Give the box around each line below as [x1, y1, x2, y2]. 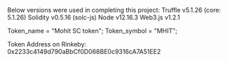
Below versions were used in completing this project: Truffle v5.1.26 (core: [7, 6, 221, 14]
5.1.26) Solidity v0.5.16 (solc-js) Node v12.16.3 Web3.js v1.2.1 [7, 13, 180, 21]
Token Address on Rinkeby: [7, 40, 86, 48]
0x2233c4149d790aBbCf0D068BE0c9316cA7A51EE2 [7, 48, 161, 55]
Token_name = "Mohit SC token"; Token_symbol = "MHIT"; [7, 27, 177, 35]
